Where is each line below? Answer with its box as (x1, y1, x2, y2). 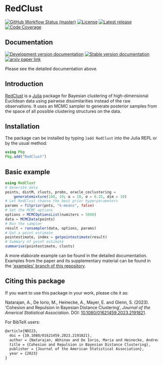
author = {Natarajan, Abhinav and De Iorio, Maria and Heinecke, (9, 337, 145, 343)
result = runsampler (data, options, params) (5, 226, 97, 231)
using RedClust (5, 180, 36, 185)
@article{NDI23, (5, 329, 38, 333)
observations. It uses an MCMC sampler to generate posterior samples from (5, 103, 157, 109)
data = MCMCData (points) (5, 217, 55, 222)
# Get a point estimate (5, 230, 53, 235)
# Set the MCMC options (5, 208, 53, 213)
